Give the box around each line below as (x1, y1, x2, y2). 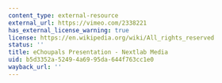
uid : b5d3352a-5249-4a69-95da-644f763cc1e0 (8, 56, 155, 64)
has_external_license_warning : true (8, 26, 129, 34)
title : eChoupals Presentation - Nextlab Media (8, 48, 169, 56)
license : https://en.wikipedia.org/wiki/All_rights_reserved (8, 33, 215, 42)
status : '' (8, 41, 44, 49)
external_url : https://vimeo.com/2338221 (8, 19, 147, 27)
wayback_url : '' (8, 63, 62, 71)
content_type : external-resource (8, 11, 119, 20)
